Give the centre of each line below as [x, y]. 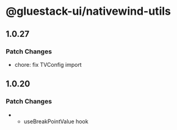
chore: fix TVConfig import [48, 64]
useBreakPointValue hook [56, 121]
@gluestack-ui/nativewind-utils [88, 11]
